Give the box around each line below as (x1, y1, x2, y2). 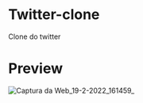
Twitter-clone (8, 6, 100, 24)
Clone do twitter (8, 32, 61, 41)
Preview (8, 59, 64, 78)
